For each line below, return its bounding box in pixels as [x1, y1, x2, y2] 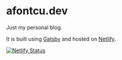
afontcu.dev [6, 4, 68, 18]
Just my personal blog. [6, 24, 62, 31]
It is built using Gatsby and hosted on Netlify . [6, 35, 116, 42]
